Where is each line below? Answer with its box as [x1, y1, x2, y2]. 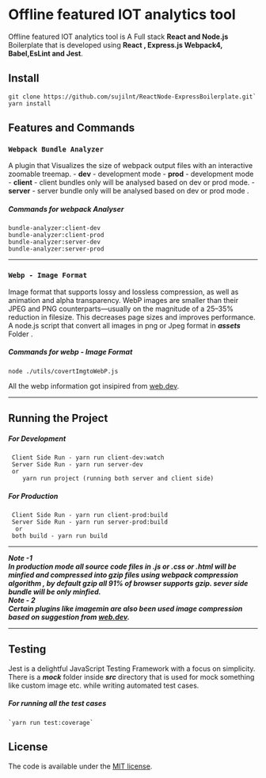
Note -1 [8, 554, 33, 562]
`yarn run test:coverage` [8, 719, 93, 726]
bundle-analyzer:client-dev [8, 224, 101, 232]
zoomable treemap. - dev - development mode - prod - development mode [8, 169, 254, 179]
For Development [8, 434, 66, 443]
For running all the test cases [8, 699, 107, 708]
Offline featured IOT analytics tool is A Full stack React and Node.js [8, 32, 229, 41]
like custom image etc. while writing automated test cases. [8, 680, 199, 690]
